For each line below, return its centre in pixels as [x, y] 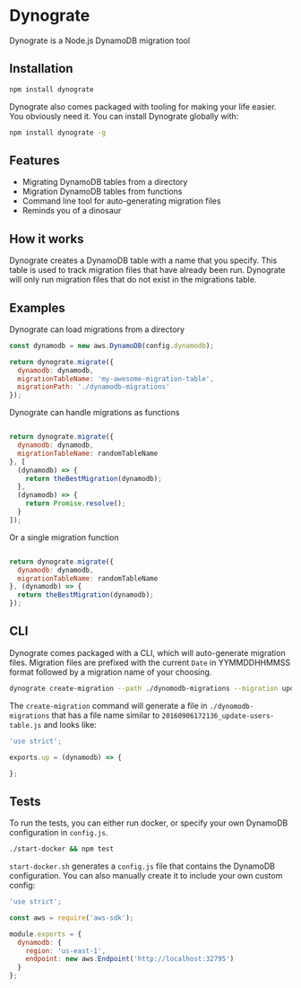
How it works [47, 239]
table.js [26, 725]
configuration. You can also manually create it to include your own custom [146, 876]
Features [34, 160]
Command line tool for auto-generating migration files [121, 201]
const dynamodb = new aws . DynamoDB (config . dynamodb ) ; [112, 345]
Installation [41, 69]
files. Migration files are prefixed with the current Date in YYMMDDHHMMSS [150, 662]
